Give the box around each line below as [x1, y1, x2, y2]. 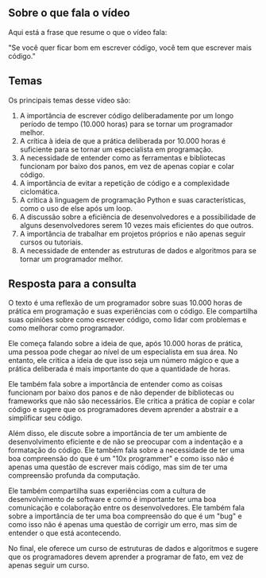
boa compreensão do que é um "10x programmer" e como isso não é [8, 454, 234, 464]
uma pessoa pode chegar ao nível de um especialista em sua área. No [8, 347, 238, 356]
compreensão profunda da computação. [8, 471, 141, 480]
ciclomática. [19, 187, 60, 196]
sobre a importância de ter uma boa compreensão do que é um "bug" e [8, 511, 242, 521]
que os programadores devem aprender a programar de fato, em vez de [8, 552, 244, 562]
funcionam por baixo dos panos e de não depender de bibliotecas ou [8, 388, 234, 398]
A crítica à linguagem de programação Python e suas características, [19, 195, 246, 205]
